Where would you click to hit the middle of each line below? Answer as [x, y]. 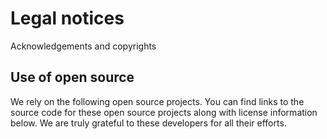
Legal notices [67, 18]
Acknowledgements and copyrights [83, 46]
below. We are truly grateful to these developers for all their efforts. [148, 123]
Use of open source [72, 77]
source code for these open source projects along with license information [164, 112]
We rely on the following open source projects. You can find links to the [157, 101]
